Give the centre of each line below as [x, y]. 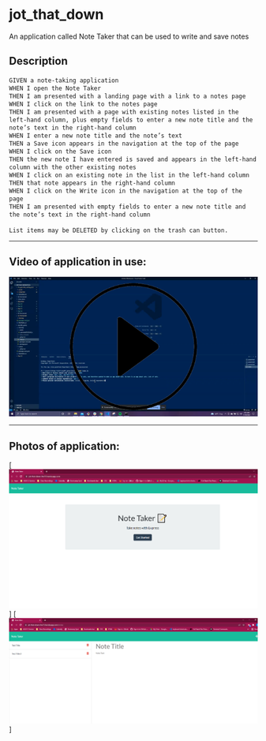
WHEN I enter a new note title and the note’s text [96, 136]
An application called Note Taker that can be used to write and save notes [129, 36]
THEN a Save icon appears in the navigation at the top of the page [124, 144]
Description [38, 61]
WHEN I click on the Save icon [60, 152]
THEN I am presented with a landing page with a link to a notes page [127, 96]
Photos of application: [65, 446]
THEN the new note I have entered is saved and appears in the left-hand [133, 159]
